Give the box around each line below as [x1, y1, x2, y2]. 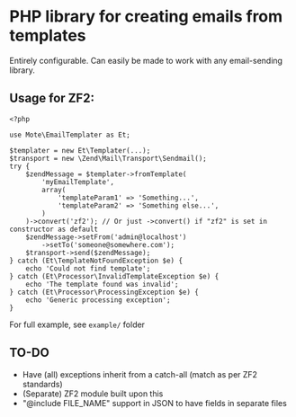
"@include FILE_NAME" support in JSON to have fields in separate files [22, 397, 288, 408]
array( [41, 185, 67, 194]
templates [9, 25, 87, 46]
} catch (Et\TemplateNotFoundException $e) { [9, 256, 183, 265]
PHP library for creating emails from [9, 6, 283, 27]
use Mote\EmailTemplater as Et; [9, 130, 130, 139]
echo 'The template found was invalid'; [25, 279, 179, 288]
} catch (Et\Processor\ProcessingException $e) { [9, 288, 200, 297]
